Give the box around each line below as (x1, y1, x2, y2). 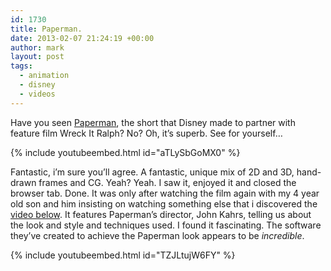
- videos (19, 89, 56, 99)
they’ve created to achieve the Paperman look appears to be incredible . (10, 229, 305, 241)
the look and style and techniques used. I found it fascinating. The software (10, 219, 322, 231)
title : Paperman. (10, 24, 83, 34)
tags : (10, 61, 33, 71)
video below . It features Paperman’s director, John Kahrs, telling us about (10, 208, 312, 220)
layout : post (10, 52, 65, 62)
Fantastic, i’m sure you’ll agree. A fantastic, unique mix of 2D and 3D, (10, 166, 295, 178)
